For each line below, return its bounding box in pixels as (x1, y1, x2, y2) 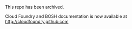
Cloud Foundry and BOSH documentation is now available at (5, 14, 128, 19)
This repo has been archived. (5, 4, 64, 10)
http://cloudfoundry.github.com (5, 19, 69, 24)
